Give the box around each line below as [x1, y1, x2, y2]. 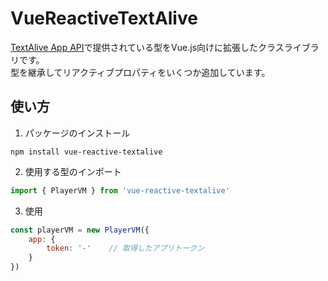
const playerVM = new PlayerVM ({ [10, 225, 150, 235]
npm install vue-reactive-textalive [10, 147, 163, 157]
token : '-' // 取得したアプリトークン [46, 243, 205, 254]
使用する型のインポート [24, 165, 122, 177]
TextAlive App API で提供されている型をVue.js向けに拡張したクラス [10, 41, 285, 53]
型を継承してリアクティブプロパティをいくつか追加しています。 [10, 66, 271, 78]
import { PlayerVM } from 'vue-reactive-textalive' [10, 185, 230, 196]
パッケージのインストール [24, 127, 131, 139]
